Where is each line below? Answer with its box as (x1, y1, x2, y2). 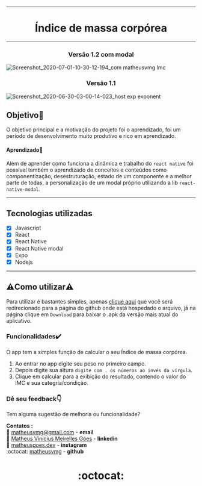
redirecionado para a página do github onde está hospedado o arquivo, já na (6, 304, 196, 311)
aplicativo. (6, 317, 32, 324)
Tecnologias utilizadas (6, 208, 93, 219)
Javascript (14, 224, 41, 232)
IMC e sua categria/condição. (14, 379, 88, 386)
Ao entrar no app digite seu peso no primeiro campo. (14, 360, 146, 367)
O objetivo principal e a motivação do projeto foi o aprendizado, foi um (6, 126, 182, 133)
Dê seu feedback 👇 (6, 394, 62, 403)
